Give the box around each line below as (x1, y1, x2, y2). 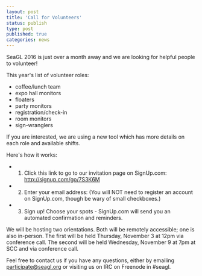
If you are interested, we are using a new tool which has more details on (6, 133, 185, 140)
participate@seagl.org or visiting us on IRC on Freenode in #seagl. (6, 263, 171, 270)
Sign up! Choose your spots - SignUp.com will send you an (24, 208, 171, 215)
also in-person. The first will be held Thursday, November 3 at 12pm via (6, 233, 184, 239)
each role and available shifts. (6, 140, 80, 146)
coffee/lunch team (14, 83, 61, 90)
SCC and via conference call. (6, 245, 79, 252)
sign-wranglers (14, 122, 53, 128)
